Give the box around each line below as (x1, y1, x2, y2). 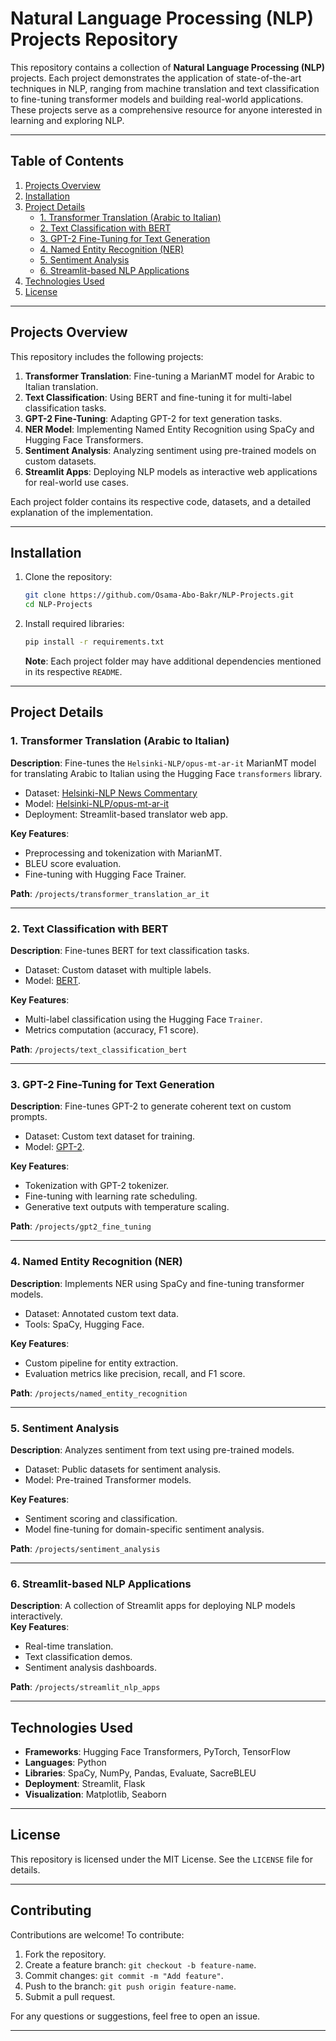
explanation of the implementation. (10, 506, 154, 518)
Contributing (10, 1902, 92, 1919)
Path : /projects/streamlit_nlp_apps (10, 1681, 161, 1693)
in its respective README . (24, 666, 123, 677)
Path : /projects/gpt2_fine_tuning (10, 1220, 152, 1232)
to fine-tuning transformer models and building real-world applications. (10, 93, 304, 105)
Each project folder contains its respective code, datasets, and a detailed (10, 495, 311, 507)
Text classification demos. (24, 1651, 133, 1663)
